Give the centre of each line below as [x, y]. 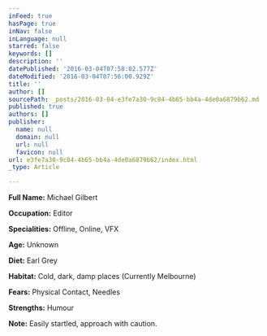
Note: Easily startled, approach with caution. [83, 324]
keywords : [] [30, 54]
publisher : [27, 122]
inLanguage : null [38, 39]
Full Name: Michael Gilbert [53, 198]
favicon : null [39, 152]
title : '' [25, 84]
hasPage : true [32, 24]
